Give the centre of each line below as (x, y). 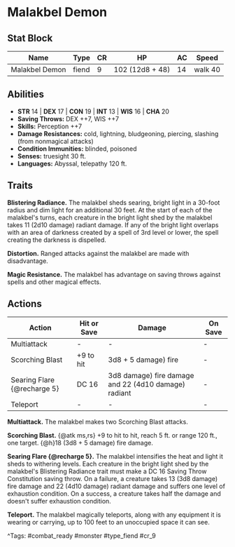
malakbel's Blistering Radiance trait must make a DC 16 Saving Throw (107, 471)
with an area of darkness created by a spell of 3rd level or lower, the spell (113, 232)
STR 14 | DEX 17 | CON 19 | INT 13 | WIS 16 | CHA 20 (93, 111)
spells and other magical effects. (54, 282)
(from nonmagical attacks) (56, 141)
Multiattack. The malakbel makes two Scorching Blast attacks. (98, 422)
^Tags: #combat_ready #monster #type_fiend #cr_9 (81, 536)
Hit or (89, 323)
